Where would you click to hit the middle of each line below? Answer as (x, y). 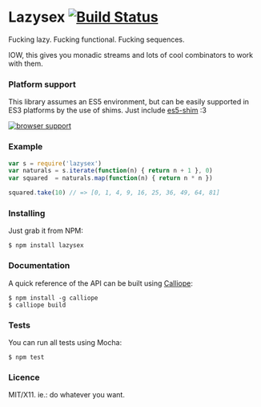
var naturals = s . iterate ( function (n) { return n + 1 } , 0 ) (111, 171)
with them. (26, 63)
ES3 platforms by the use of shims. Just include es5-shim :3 (107, 110)
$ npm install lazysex (46, 246)
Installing (27, 213)
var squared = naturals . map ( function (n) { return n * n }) (111, 178)
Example (26, 147)
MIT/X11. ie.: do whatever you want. (67, 395)
